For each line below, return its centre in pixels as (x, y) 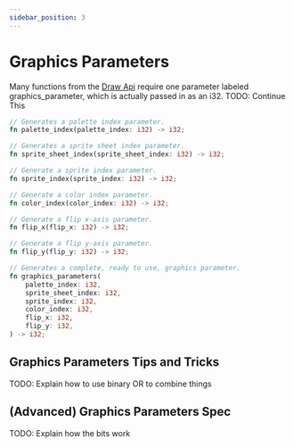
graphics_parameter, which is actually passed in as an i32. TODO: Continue (147, 95)
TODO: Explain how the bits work (70, 433)
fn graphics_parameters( (55, 276)
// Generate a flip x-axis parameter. (81, 219)
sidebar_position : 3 (48, 17)
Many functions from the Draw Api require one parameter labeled (129, 87)
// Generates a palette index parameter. (87, 121)
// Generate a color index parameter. (81, 195)
